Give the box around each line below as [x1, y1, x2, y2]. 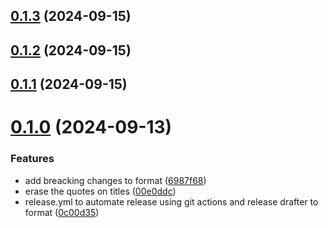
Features [10, 152, 55, 166]
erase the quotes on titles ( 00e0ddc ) [24, 185, 177, 197]
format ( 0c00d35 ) [24, 206, 100, 218]
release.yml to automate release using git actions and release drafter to [24, 195, 319, 208]
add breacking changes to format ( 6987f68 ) [24, 174, 207, 186]
